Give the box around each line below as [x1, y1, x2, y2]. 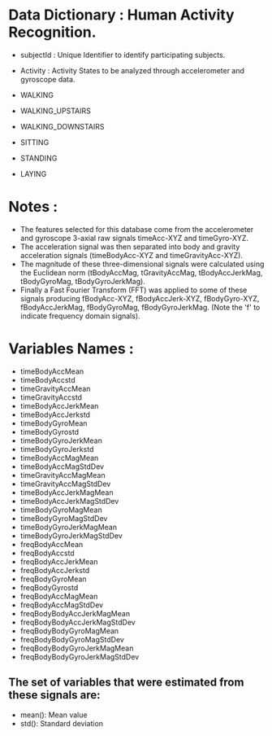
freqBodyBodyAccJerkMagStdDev [19, 617, 136, 627]
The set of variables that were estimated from [8, 676, 244, 690]
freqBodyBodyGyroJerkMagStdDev [19, 651, 140, 661]
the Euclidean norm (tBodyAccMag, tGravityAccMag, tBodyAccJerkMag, [19, 267, 263, 278]
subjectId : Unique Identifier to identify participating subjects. [19, 50, 226, 59]
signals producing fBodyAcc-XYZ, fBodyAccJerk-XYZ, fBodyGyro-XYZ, [19, 293, 260, 303]
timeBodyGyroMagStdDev [19, 513, 108, 523]
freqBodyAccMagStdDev [19, 600, 104, 610]
